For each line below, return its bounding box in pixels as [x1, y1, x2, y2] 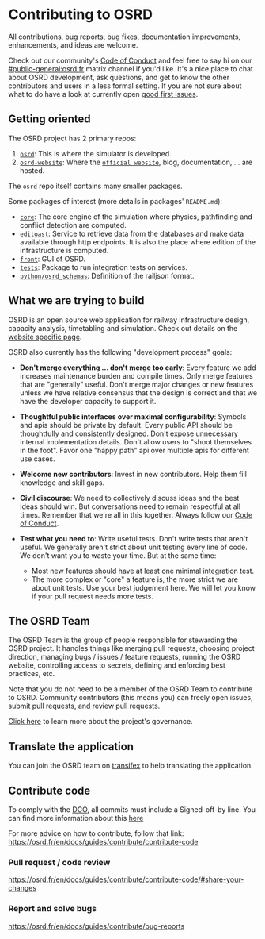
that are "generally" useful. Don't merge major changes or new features [19, 379, 254, 389]
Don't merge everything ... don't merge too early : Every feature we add [19, 363, 256, 372]
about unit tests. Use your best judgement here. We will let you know [31, 583, 256, 592]
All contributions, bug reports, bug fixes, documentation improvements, [8, 32, 241, 41]
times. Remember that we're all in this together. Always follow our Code [19, 510, 253, 519]
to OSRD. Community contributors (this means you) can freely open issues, [8, 693, 253, 702]
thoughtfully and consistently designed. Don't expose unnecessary [19, 429, 239, 438]
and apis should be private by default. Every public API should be [19, 420, 233, 429]
